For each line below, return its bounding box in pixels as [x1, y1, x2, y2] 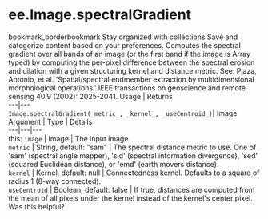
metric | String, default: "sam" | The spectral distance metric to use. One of [8, 142, 257, 152]
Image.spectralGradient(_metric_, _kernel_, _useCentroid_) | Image [8, 108, 238, 117]
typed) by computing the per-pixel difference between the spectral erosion [8, 58, 255, 67]
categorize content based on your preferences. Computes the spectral [8, 40, 242, 50]
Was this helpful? [8, 201, 66, 211]
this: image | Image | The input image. [8, 133, 130, 143]
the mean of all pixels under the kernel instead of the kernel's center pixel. [8, 193, 254, 203]
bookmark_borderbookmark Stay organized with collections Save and [8, 32, 238, 42]
